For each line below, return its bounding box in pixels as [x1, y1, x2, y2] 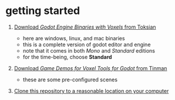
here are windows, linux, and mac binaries [22, 35, 125, 42]
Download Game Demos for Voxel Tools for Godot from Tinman [14, 64, 167, 71]
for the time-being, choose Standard [22, 53, 112, 60]
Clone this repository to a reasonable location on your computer [14, 87, 169, 94]
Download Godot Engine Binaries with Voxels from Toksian [14, 23, 156, 30]
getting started [5, 4, 80, 18]
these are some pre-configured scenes [22, 76, 118, 83]
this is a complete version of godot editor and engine [22, 41, 151, 48]
